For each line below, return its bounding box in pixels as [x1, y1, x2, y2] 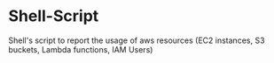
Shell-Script [8, 6, 99, 26]
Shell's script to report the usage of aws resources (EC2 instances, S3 [8, 35, 265, 45]
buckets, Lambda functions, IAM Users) [8, 44, 153, 54]
